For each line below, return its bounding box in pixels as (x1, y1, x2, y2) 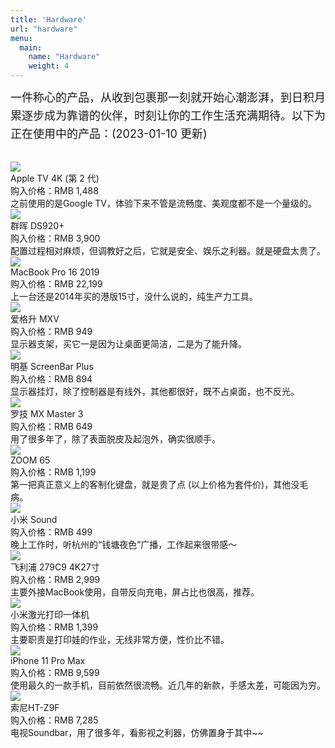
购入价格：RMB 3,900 (10, 232, 101, 245)
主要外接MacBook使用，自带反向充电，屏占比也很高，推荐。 (10, 586, 260, 598)
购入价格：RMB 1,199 (10, 466, 97, 478)
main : (19, 42, 43, 53)
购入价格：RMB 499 (10, 526, 93, 538)
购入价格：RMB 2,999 (10, 574, 101, 586)
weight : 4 (28, 61, 70, 71)
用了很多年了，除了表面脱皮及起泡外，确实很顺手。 (10, 433, 221, 445)
